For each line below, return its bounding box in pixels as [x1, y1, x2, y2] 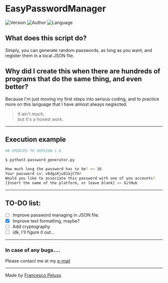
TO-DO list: [5, 199, 41, 208]
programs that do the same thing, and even [5, 75, 142, 83]
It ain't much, [17, 111, 45, 117]
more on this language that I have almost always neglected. [5, 101, 127, 107]
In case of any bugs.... [5, 247, 61, 254]
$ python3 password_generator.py [5, 158, 75, 163]
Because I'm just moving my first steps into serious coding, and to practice [5, 96, 159, 102]
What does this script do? [5, 34, 87, 42]
